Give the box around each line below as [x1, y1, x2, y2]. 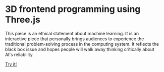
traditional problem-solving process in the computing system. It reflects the [5, 41, 160, 47]
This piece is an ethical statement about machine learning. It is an [5, 30, 139, 36]
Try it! [5, 61, 17, 67]
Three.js [5, 14, 41, 25]
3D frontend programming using [5, 3, 141, 15]
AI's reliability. [5, 51, 34, 58]
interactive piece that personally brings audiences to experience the [5, 36, 145, 42]
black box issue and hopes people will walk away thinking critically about [5, 46, 155, 52]
